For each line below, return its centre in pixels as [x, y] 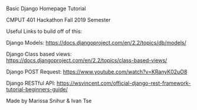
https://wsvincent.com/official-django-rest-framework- [124, 83]
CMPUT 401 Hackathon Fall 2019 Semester [58, 20]
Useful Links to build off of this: [44, 31]
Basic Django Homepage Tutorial [46, 9]
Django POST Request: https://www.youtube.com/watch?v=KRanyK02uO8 [97, 72]
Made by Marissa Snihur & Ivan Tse [49, 101]
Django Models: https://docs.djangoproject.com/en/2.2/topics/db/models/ [96, 43]
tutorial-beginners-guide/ [37, 89]
